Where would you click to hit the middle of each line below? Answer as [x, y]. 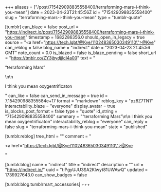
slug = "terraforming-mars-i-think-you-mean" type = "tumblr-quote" [74, 17]
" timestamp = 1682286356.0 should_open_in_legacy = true [85, 37]
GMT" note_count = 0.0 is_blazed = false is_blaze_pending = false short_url [81, 53]
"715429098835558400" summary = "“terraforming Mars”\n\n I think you [79, 116]
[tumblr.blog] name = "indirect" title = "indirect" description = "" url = [74, 164]
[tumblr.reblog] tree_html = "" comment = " [48, 136]
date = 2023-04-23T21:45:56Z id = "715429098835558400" [91, 12]
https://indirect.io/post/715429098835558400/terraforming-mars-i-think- [81, 32]
